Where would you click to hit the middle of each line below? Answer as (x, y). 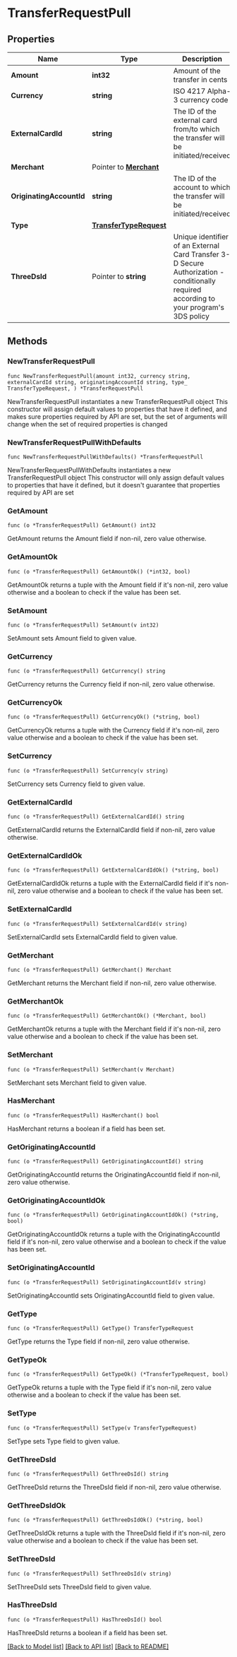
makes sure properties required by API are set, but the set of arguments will (117, 416)
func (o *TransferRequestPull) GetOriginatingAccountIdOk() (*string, (113, 1215)
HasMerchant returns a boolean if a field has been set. (86, 1129)
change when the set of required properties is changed (87, 424)
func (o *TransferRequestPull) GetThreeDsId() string (88, 1474)
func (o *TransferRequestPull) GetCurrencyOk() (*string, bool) (104, 717)
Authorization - (199, 272)
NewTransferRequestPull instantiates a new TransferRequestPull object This (118, 401)
